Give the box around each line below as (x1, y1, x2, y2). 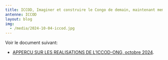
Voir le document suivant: (5, 39, 58, 45)
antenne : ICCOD (5, 12, 37, 17)
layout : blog (5, 16, 32, 21)
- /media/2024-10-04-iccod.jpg (9, 26, 75, 31)
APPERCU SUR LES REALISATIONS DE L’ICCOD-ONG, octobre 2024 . (12, 49, 154, 55)
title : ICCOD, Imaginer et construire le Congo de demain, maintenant (5, 7, 155, 12)
